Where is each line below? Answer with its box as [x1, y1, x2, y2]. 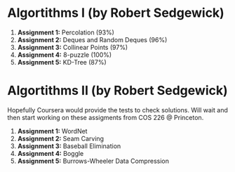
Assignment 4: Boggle [17, 149, 84, 157]
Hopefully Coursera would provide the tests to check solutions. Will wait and [7, 105, 228, 114]
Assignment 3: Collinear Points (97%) [17, 43, 128, 51]
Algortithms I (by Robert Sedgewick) [7, 5, 224, 21]
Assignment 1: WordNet [17, 126, 88, 135]
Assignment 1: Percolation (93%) [17, 28, 114, 37]
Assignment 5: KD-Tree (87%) [17, 58, 107, 66]
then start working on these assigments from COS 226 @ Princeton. [7, 113, 204, 121]
